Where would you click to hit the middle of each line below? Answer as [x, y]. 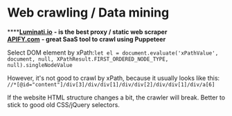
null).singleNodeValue [40, 65]
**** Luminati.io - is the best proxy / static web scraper [87, 32]
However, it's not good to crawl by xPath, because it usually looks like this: [114, 78]
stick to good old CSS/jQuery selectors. [63, 104]
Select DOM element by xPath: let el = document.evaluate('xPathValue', [113, 52]
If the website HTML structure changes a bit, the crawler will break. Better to [116, 97]
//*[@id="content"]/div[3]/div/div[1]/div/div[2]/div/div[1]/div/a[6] [111, 84]
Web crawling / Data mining [88, 13]
